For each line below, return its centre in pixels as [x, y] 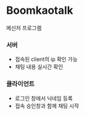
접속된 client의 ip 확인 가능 [46, 59]
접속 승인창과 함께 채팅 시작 [47, 105]
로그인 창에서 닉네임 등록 [44, 98]
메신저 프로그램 [24, 28]
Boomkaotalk [40, 11]
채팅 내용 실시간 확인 [39, 67]
